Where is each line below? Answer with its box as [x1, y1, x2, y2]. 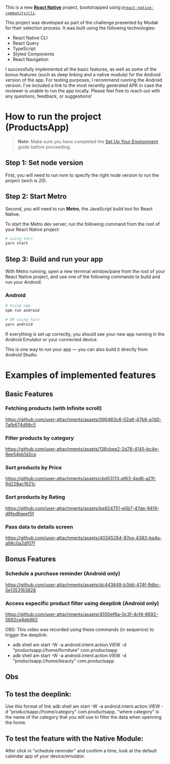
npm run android [5, 308, 40, 313]
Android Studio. [5, 351, 38, 357]
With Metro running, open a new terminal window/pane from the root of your [5, 269, 165, 275]
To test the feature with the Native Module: [5, 734, 144, 743]
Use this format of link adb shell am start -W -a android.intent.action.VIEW [5, 703, 160, 710]
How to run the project [5, 111, 101, 122]
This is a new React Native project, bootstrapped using [5, 5, 121, 10]
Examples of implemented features [5, 370, 156, 381]
